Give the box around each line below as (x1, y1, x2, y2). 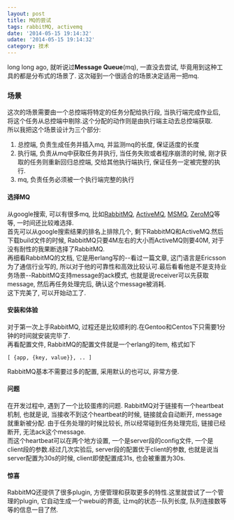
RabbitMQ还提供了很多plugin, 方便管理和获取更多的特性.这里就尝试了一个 (7, 488, 218, 497)
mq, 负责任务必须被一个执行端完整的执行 (17, 176, 135, 184)
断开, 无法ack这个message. (7, 428, 86, 436)
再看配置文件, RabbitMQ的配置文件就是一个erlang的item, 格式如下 (7, 340, 196, 349)
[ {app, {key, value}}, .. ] (7, 354, 92, 361)
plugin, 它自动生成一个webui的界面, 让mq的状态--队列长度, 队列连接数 (19, 497, 221, 505)
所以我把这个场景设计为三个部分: (7, 125, 101, 134)
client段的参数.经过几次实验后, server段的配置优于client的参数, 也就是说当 (7, 445, 219, 454)
